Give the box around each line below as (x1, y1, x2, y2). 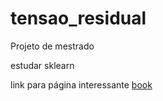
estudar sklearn (10, 59, 75, 71)
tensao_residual (10, 7, 147, 30)
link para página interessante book (10, 78, 153, 91)
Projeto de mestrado (10, 40, 95, 52)
